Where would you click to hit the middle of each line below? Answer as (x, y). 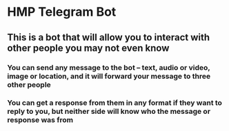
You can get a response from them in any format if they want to (115, 103)
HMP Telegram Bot (62, 12)
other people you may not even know (88, 48)
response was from (40, 120)
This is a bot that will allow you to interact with (109, 37)
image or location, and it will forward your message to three (109, 76)
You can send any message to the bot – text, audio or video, (109, 67)
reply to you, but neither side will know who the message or (109, 112)
